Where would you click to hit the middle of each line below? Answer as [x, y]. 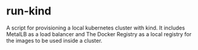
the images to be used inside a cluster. [54, 40]
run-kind [29, 11]
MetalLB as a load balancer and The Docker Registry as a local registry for [99, 34]
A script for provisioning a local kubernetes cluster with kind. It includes [96, 28]
